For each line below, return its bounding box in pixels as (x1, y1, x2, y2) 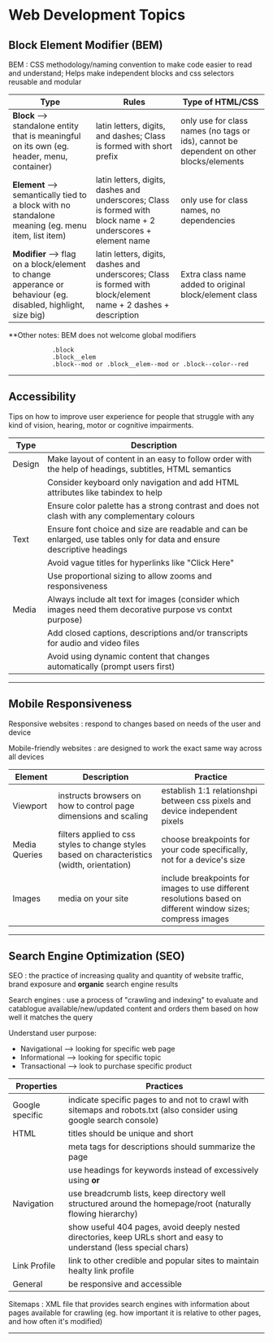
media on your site (58, 893, 129, 904)
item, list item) (12, 230, 67, 241)
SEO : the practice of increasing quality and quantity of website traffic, (8, 971, 244, 981)
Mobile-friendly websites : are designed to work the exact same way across (8, 743, 262, 753)
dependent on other (180, 146, 257, 156)
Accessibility (8, 390, 76, 404)
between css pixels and (161, 795, 252, 807)
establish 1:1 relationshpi (161, 785, 258, 796)
